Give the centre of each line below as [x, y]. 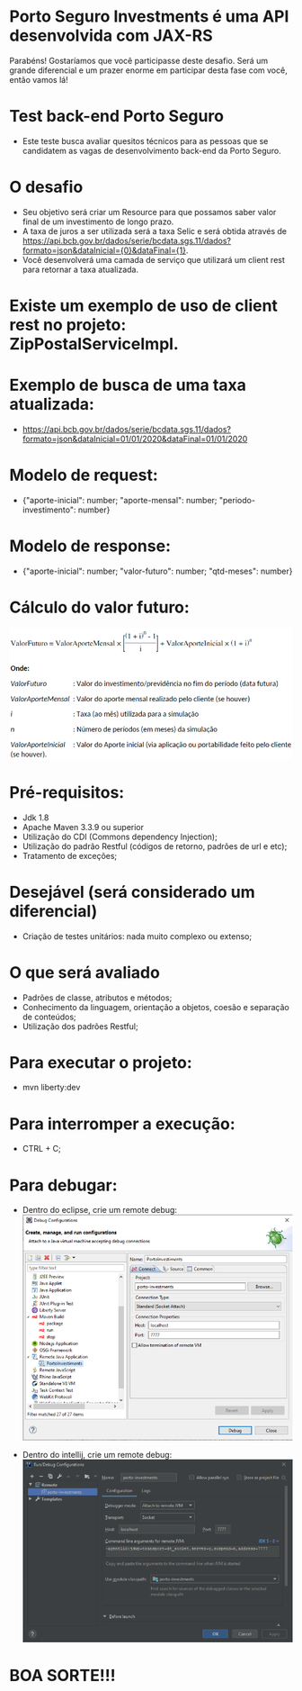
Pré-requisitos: [67, 792]
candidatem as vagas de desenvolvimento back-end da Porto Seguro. [151, 150]
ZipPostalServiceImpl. [94, 344]
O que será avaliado [84, 972]
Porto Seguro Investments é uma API [149, 17]
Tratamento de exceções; [70, 855]
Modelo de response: [90, 546]
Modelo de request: [84, 475]
